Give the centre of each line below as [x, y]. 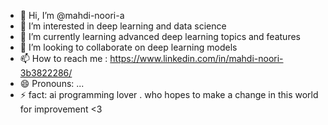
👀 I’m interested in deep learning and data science [123, 26]
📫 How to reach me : [63, 58]
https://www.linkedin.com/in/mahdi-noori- [196, 58]
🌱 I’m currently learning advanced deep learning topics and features [160, 36]
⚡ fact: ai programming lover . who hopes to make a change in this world [169, 94]
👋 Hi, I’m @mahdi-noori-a [72, 15]
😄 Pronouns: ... [52, 83]
